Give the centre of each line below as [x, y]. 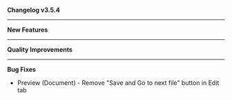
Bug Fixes [22, 69]
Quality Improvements [40, 50]
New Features [28, 30]
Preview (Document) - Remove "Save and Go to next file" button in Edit [118, 83]
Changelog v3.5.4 [33, 10]
